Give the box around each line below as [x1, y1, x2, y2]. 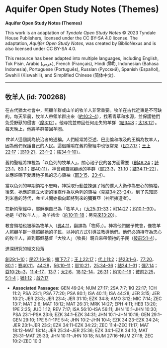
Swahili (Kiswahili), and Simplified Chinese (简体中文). [5, 72, 115, 78]
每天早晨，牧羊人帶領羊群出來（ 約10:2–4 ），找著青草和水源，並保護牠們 [13, 113, 161, 119]
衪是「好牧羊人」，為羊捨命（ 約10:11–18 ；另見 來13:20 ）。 [5, 212, 120, 218]
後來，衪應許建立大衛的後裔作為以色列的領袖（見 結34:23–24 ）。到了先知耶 [5, 189, 158, 195]
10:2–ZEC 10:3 [12, 338, 42, 344]
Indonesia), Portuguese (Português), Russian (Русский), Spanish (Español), [5, 66, 160, 72]
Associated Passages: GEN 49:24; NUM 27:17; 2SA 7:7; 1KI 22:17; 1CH [12, 285, 157, 291]
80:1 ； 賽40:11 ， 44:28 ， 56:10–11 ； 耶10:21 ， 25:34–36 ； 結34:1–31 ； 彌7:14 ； [5, 262, 159, 268]
